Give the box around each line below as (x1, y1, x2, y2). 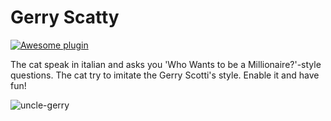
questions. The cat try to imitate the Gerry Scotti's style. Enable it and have (10, 69, 320, 81)
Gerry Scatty (10, 6, 120, 29)
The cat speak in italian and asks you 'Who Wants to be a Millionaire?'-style (10, 58, 322, 70)
